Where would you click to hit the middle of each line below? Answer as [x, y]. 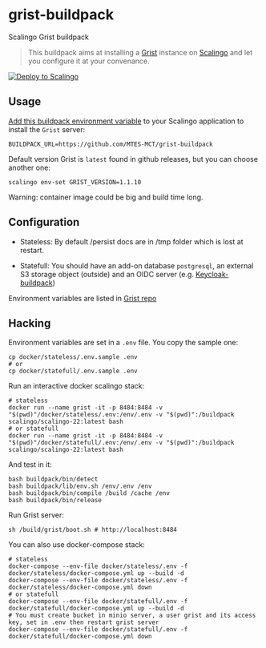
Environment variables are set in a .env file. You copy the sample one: [123, 343]
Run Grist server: [36, 515]
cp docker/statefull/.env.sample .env [73, 371]
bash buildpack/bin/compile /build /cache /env [89, 493]
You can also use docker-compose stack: [77, 545]
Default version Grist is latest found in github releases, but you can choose [133, 159]
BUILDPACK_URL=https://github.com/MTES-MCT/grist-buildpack [111, 144]
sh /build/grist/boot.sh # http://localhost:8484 [93, 530]
